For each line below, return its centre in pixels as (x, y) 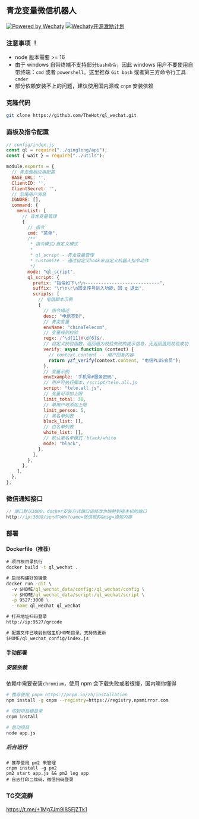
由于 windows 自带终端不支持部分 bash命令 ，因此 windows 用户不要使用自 (104, 65)
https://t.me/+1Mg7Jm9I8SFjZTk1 (47, 809)
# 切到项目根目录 (24, 711)
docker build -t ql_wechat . (42, 567)
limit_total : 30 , (65, 399)
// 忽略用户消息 (29, 194)
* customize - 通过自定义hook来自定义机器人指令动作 (89, 261)
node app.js (21, 733)
